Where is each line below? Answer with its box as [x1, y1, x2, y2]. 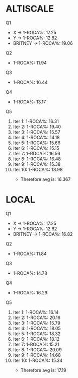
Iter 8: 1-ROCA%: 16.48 [13, 156, 61, 162]
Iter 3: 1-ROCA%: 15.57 [13, 129, 61, 135]
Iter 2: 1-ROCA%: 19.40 [13, 123, 61, 130]
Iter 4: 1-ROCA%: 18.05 [13, 325, 61, 331]
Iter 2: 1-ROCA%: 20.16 [13, 314, 61, 321]
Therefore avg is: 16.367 [20, 176, 71, 182]
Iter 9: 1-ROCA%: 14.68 [13, 352, 61, 358]
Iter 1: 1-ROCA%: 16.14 [13, 309, 59, 315]
